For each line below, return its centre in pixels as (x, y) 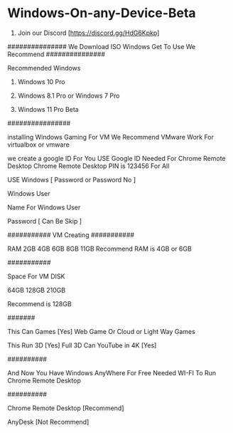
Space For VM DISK (36, 276)
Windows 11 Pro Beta (48, 109)
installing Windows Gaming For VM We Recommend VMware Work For (111, 137)
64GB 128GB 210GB (37, 290)
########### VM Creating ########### (71, 235)
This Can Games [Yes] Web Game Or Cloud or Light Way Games (101, 331)
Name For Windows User (44, 207)
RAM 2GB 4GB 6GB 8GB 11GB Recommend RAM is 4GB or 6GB (99, 249)
